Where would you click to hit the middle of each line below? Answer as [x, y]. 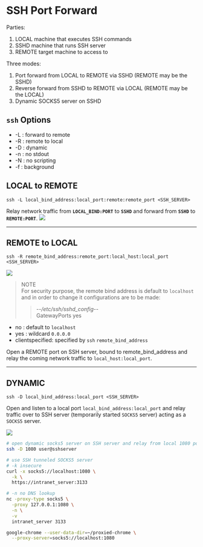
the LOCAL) [29, 94]
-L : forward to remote [43, 134]
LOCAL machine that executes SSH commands [73, 39]
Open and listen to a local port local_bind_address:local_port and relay [96, 408]
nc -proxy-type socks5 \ [37, 499]
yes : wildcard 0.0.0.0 [43, 334]
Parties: [16, 27]
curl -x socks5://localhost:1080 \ [51, 471]
